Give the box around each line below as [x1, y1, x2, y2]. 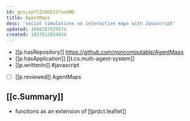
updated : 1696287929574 [6, 26, 67, 32]
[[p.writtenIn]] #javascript [15, 62, 80, 69]
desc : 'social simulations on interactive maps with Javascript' [6, 20, 175, 26]
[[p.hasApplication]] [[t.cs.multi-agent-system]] [15, 55, 135, 62]
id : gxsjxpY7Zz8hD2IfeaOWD [6, 9, 75, 15]
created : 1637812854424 [6, 32, 67, 38]
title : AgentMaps [6, 15, 51, 21]
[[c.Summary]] [6, 91, 64, 101]
